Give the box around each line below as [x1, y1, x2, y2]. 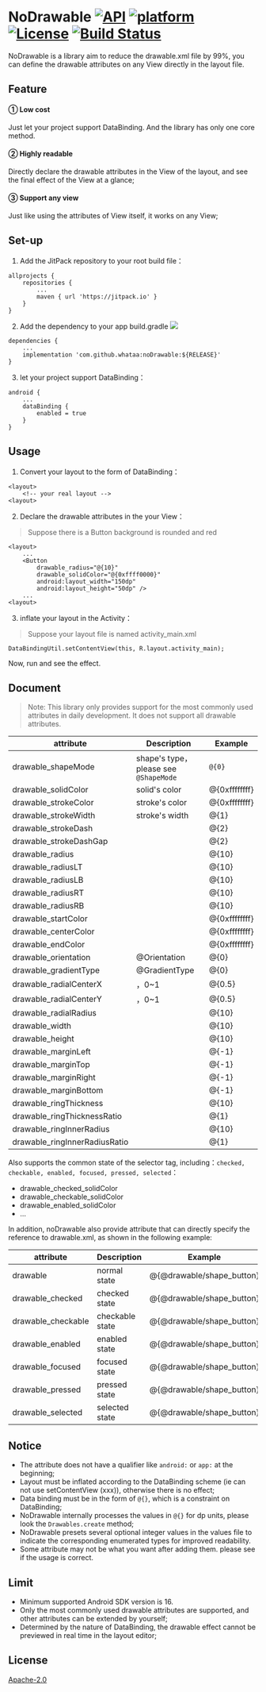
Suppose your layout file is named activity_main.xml [27, 629, 196, 638]
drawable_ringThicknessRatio [12, 1111, 123, 1122]
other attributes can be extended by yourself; [19, 1614, 168, 1623]
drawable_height [12, 1033, 74, 1044]
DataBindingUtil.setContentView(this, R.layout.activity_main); [8, 644, 225, 653]
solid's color [135, 784, 182, 796]
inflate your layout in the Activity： [19, 613, 132, 622]
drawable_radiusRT [12, 888, 85, 899]
